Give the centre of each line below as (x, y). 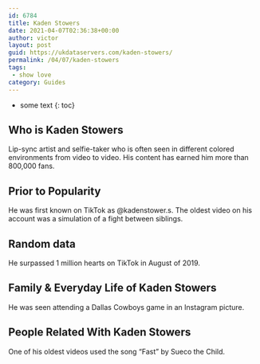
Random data (42, 244)
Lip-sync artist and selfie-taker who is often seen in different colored (121, 149)
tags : (17, 68)
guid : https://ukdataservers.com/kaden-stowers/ (91, 53)
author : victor (33, 38)
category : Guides (37, 82)
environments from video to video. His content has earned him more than (128, 158)
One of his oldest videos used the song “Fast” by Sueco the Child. (117, 351)
